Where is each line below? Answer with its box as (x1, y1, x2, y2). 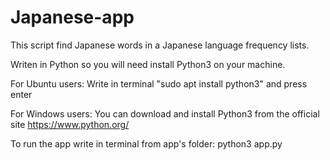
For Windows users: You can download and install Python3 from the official (10, 107, 320, 120)
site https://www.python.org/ (10, 118, 130, 130)
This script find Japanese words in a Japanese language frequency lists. (10, 39, 310, 51)
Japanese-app (10, 6, 135, 29)
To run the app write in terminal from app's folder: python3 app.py (10, 137, 283, 150)
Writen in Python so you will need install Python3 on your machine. (10, 58, 286, 70)
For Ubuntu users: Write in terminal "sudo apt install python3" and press (10, 77, 308, 90)
